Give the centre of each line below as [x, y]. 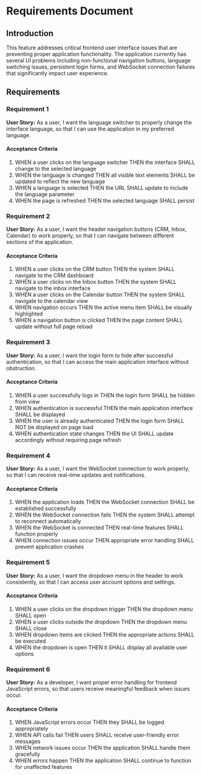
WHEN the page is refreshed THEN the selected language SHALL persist [105, 200]
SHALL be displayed [40, 414]
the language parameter [45, 194]
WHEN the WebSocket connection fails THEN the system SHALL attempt [105, 515]
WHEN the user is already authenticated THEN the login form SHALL [100, 421]
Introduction [30, 33]
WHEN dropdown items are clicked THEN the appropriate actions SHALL [105, 634]
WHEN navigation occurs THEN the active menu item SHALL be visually [103, 307]
